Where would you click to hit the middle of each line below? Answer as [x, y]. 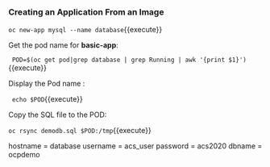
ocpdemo [24, 155]
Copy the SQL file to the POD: [58, 115]
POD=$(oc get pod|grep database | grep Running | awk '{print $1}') [129, 60]
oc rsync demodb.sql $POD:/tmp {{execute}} [80, 131]
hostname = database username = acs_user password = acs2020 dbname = [135, 146]
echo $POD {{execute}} [47, 99]
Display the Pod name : [47, 84]
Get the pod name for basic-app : [63, 45]
